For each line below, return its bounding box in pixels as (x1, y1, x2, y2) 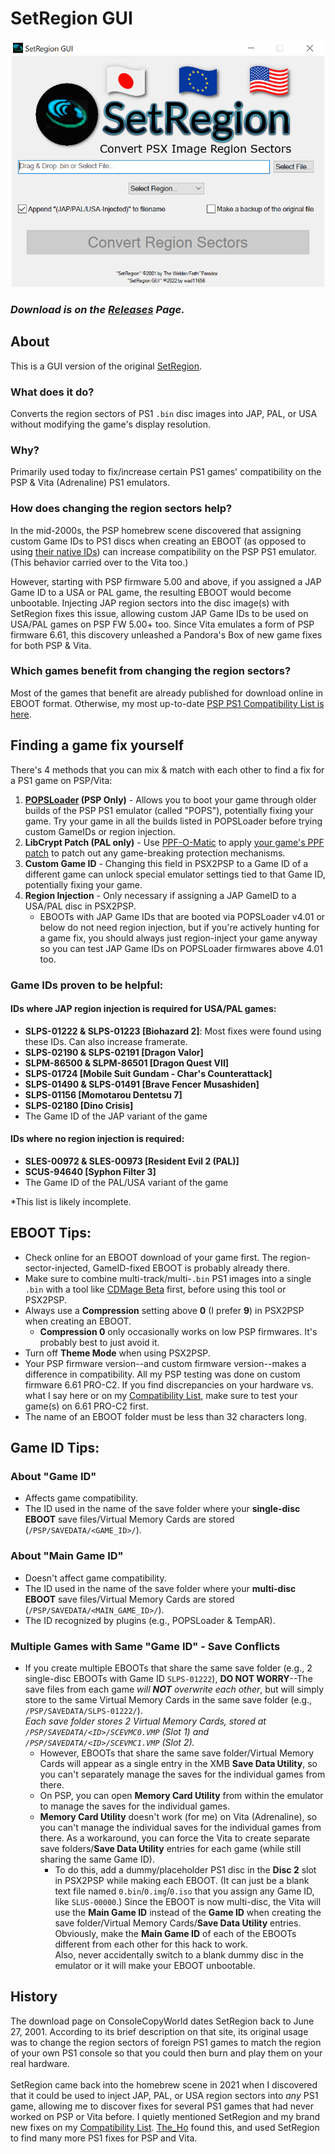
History (10, 1988, 58, 2006)
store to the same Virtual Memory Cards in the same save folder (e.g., (24, 1694, 313, 1706)
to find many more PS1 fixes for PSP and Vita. (10, 2132, 198, 2144)
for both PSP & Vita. (10, 639, 92, 651)
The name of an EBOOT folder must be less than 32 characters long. (24, 1410, 307, 1422)
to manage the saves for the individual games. (39, 1800, 230, 1812)
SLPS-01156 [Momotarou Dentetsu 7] (24, 1088, 183, 1101)
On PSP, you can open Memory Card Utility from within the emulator (39, 1790, 324, 1802)
